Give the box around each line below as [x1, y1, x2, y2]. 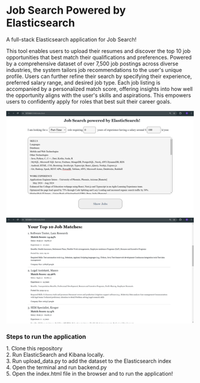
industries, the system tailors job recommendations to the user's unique [6, 66, 183, 73]
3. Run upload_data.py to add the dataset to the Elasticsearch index [6, 357, 171, 365]
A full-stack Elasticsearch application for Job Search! [6, 36, 137, 43]
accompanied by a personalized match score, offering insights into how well [6, 85, 193, 92]
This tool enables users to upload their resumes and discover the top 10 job [6, 47, 191, 54]
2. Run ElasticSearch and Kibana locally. [6, 351, 105, 359]
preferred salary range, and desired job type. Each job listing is [6, 79, 161, 86]
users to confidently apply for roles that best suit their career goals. [6, 98, 171, 105]
